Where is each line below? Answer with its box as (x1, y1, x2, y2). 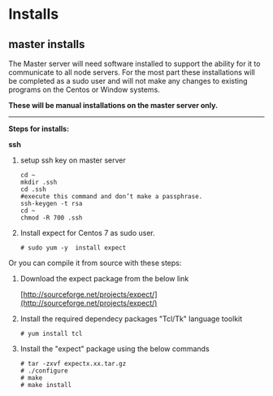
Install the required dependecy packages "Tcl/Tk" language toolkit (19, 314, 243, 324)
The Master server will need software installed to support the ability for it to (8, 59, 261, 68)
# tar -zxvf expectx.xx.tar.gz (19, 359, 127, 368)
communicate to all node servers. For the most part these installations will (8, 67, 256, 77)
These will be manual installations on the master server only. (8, 101, 218, 110)
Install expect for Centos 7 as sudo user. (19, 228, 156, 237)
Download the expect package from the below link (19, 274, 189, 283)
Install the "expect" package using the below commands (19, 344, 210, 354)
